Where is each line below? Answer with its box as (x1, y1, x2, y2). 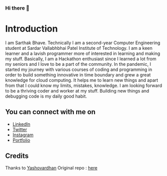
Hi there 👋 (5, 5, 30, 12)
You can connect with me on (5, 108, 96, 116)
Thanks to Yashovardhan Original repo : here (5, 165, 98, 171)
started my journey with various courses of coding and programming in (5, 66, 152, 72)
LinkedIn (12, 121, 31, 127)
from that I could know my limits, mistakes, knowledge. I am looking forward (5, 82, 162, 89)
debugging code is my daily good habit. (5, 93, 87, 99)
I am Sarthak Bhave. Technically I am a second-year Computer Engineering (5, 40, 160, 46)
